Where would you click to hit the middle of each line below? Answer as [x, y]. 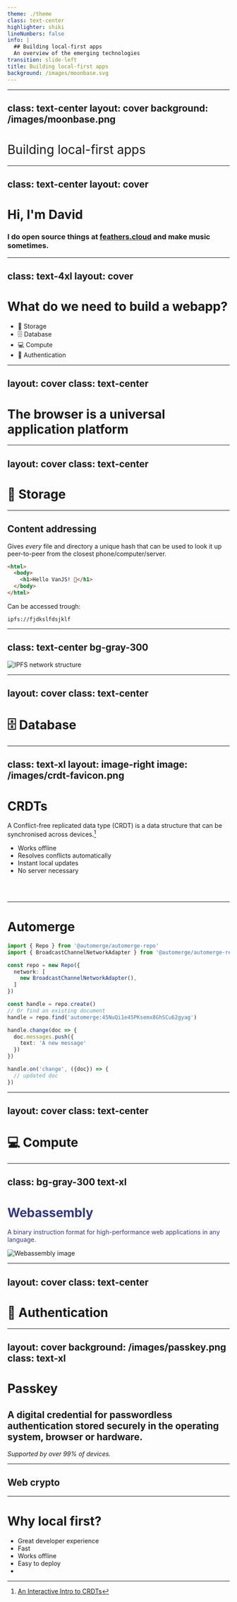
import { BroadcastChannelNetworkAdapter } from [80, 952]
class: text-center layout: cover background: [108, 108]
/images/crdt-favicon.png [66, 776]
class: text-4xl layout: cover [71, 276]
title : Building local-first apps [58, 66]
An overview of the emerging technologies [77, 54]
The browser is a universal [86, 414]
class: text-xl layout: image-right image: [98, 765]
